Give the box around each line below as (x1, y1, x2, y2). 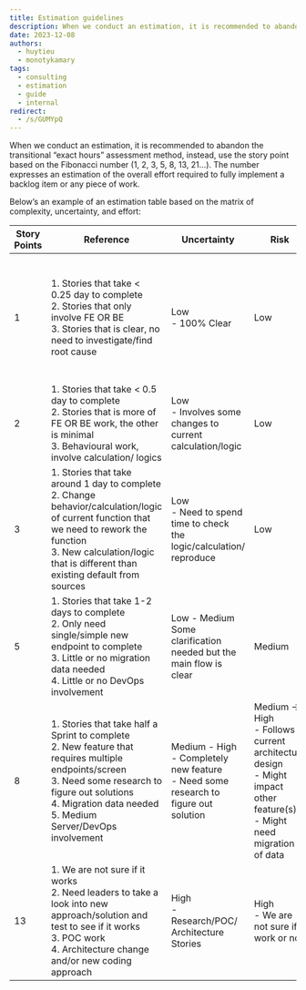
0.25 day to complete (51, 289, 143, 301)
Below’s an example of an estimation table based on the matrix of (9, 197, 255, 208)
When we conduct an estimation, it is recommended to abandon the (9, 140, 264, 151)
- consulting (17, 73, 67, 82)
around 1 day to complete (51, 477, 162, 490)
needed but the (170, 646, 237, 658)
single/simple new (51, 629, 129, 642)
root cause (51, 345, 97, 358)
